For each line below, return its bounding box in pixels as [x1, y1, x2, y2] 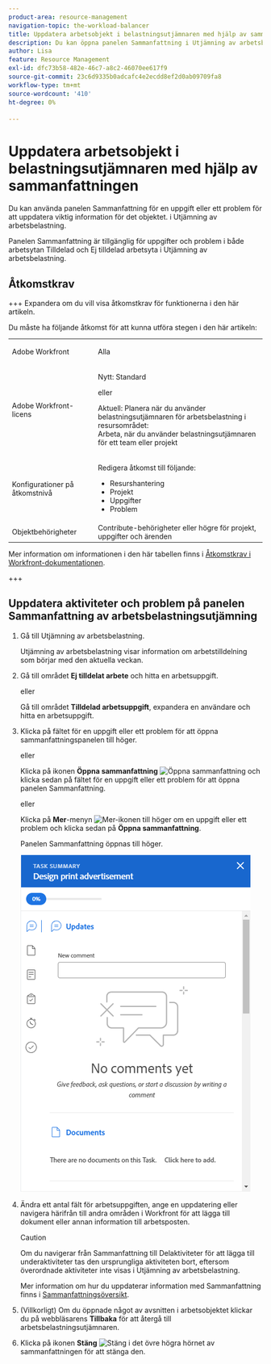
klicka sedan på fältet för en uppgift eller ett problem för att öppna [19, 774, 240, 784]
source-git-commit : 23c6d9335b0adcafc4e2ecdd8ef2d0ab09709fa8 [8, 73, 222, 81]
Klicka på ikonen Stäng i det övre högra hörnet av [19, 1337, 215, 1348]
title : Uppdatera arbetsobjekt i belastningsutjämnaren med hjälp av [8, 30, 248, 38]
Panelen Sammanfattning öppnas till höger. [19, 838, 164, 848]
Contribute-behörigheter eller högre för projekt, [98, 523, 256, 532]
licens [11, 409, 32, 419]
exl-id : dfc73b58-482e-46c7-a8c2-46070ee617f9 [8, 65, 168, 73]
